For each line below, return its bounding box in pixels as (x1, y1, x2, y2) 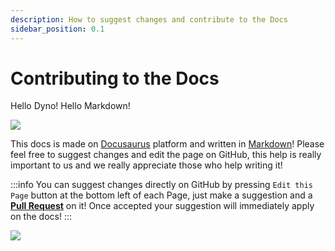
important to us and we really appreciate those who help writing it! (10, 159, 283, 171)
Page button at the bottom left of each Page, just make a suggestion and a (10, 189, 313, 201)
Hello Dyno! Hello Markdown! (10, 100, 131, 112)
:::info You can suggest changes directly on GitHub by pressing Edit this (10, 179, 313, 191)
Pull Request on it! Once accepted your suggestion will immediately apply (10, 200, 315, 212)
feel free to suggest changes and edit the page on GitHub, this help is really (10, 149, 322, 161)
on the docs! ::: (10, 211, 72, 223)
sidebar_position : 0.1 (10, 24, 105, 34)
